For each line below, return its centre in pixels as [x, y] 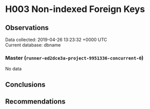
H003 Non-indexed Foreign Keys [75, 9]
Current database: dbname [33, 45]
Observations [27, 28]
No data [13, 69]
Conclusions [25, 84]
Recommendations [35, 102]
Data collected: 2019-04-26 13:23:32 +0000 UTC [56, 39]
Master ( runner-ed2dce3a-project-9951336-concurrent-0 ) [74, 57]
